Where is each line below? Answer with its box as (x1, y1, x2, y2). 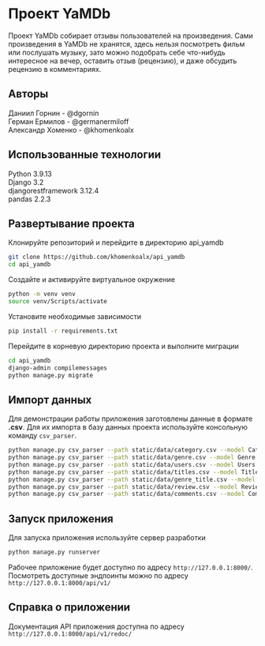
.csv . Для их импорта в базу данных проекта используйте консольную (8, 423, 248, 432)
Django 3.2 (8, 177, 44, 186)
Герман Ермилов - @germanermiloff (8, 116, 129, 126)
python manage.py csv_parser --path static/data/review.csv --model (8, 483, 238, 490)
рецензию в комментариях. (8, 64, 102, 73)
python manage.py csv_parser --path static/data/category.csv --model (8, 446, 245, 454)
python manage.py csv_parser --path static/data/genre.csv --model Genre (8, 453, 256, 462)
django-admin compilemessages (8, 364, 108, 372)
